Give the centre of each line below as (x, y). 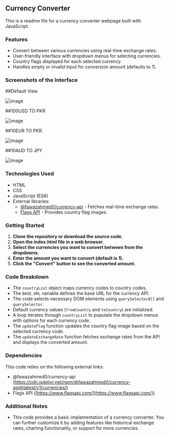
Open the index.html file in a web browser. (58, 242)
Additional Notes (26, 406)
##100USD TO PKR (25, 111)
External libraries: (31, 201)
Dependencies (24, 356)
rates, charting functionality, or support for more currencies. (76, 428)
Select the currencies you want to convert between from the (78, 247)
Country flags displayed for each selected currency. (67, 61)
